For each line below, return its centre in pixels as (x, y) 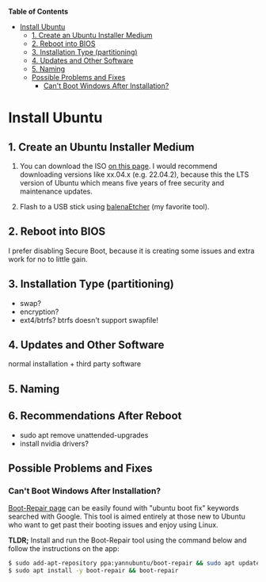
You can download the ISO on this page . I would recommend (118, 166)
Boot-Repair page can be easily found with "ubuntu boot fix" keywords (124, 508)
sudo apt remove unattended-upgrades (84, 435)
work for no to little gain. (48, 259)
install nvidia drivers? (54, 443)
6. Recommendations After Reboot (95, 416)
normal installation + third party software (74, 364)
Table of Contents (38, 11)
